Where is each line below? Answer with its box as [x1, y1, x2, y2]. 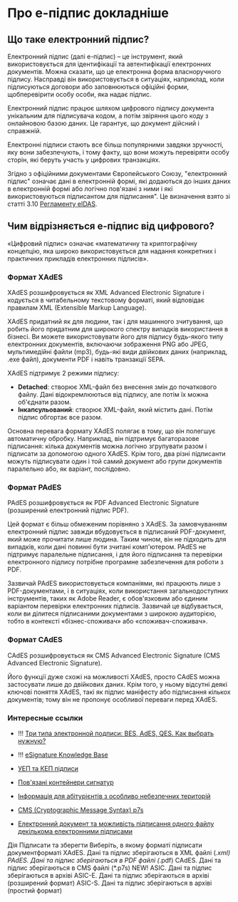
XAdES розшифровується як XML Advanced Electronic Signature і [7, 289, 205, 297]
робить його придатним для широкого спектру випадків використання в [7, 325, 229, 333]
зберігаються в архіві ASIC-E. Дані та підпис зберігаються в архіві [7, 871, 209, 879]
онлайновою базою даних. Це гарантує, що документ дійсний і [7, 119, 200, 128]
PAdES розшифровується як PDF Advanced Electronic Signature [7, 499, 200, 507]
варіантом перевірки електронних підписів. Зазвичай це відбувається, [7, 602, 224, 611]
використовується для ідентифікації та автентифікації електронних [7, 60, 212, 68]
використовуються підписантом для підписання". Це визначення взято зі [7, 192, 230, 200]
